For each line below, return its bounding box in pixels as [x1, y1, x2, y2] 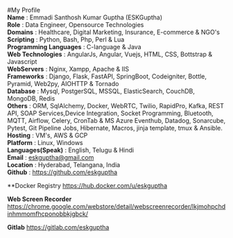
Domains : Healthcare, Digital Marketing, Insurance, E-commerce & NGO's [7, 28, 221, 36]
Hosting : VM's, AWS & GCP [7, 131, 88, 139]
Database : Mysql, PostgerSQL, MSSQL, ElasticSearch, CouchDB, [7, 87, 196, 95]
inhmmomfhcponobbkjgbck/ [7, 210, 89, 218]
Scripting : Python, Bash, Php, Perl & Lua [7, 35, 125, 44]
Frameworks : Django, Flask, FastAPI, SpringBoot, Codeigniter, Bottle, [7, 72, 207, 80]
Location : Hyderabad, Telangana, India [7, 161, 121, 169]
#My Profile [7, 6, 40, 14]
